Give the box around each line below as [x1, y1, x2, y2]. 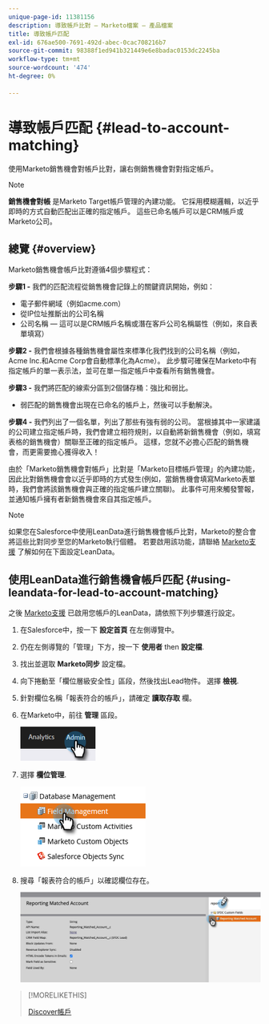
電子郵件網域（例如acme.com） [19, 299, 126, 309]
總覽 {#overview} [8, 241, 96, 256]
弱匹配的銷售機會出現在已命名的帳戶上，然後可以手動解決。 [19, 400, 217, 410]
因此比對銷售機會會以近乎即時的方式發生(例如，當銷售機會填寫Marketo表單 [8, 474, 256, 484]
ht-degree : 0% [8, 72, 56, 80]
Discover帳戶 [27, 1007, 72, 1017]
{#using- [185, 573, 231, 586]
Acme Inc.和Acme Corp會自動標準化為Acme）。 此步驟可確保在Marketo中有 [8, 356, 258, 366]
